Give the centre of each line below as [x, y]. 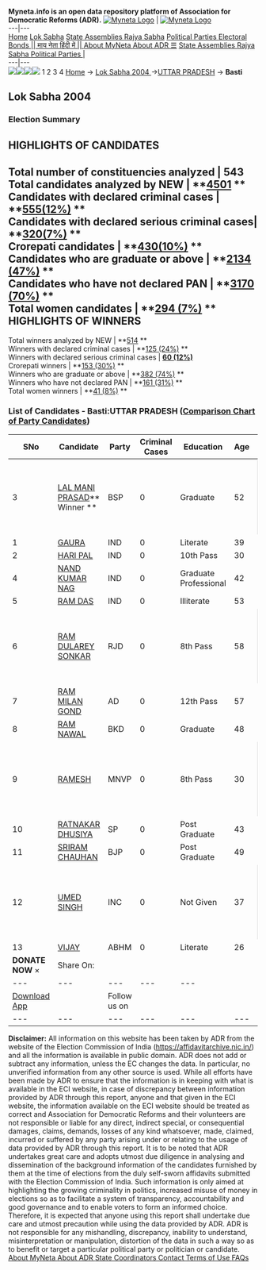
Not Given [199, 902]
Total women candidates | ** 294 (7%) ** [112, 309]
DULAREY [76, 646]
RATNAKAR [79, 824]
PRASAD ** [79, 497]
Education [203, 446]
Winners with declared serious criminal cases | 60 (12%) [101, 357]
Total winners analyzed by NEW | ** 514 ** [78, 340]
